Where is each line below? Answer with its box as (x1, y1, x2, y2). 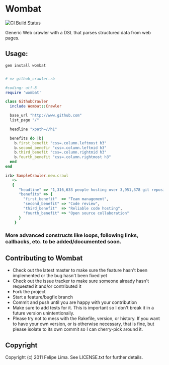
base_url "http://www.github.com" (10, 113, 82, 118)
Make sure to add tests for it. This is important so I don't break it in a (12, 305, 154, 311)
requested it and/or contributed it (12, 283, 81, 289)
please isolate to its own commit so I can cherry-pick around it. (12, 326, 143, 332)
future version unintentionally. (12, 310, 74, 316)
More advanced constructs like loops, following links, (5, 232, 139, 239)
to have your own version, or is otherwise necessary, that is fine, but (12, 321, 154, 327)
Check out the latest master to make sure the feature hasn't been (12, 267, 148, 273)
